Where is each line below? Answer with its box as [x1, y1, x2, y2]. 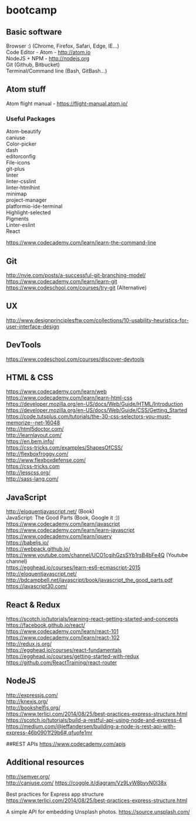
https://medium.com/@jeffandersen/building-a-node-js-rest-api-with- [6, 722, 176, 729]
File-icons [6, 159, 31, 166]
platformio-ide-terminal [6, 203, 63, 210]
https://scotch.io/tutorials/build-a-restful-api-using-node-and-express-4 [6, 717, 183, 724]
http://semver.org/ [6, 773, 50, 780]
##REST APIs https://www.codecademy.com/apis [6, 740, 126, 747]
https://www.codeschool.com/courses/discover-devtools [6, 356, 145, 363]
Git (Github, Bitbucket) [6, 61, 60, 68]
